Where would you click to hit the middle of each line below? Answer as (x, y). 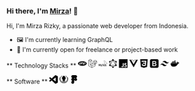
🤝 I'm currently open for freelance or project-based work (97, 50)
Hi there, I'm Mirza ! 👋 (42, 11)
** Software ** (27, 81)
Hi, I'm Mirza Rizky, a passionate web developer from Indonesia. (97, 26)
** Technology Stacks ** (41, 65)
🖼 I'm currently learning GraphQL (64, 40)
